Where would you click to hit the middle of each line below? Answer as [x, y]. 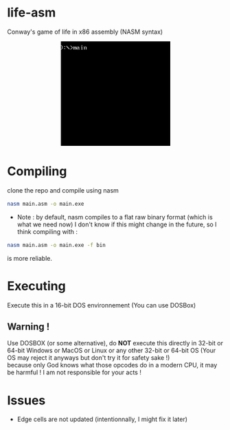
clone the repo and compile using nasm [63, 190]
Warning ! [28, 326]
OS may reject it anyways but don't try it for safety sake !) [89, 358]
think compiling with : [47, 231]
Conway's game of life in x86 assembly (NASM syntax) [85, 32]
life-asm [32, 13]
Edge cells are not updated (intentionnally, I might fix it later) [102, 419]
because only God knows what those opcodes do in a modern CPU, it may [112, 365]
